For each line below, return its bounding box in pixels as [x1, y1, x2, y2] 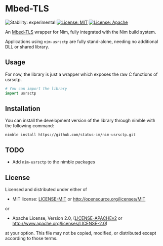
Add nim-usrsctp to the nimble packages [12, 159, 95, 165]
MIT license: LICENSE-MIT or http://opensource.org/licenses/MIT [12, 196, 146, 202]
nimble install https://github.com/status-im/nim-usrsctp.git [5, 132, 136, 138]
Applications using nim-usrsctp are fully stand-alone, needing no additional [5, 38, 158, 45]
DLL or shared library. [5, 44, 49, 49]
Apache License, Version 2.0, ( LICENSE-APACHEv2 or [12, 215, 122, 221]
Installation [5, 104, 41, 113]
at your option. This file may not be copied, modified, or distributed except [5, 230, 157, 236]
